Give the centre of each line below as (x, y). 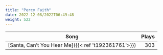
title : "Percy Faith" (28, 10)
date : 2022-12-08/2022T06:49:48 (40, 15)
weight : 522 (18, 19)
